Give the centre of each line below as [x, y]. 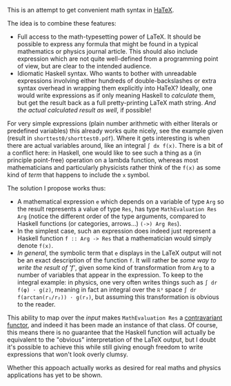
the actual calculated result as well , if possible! [84, 110]
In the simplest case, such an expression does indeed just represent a [116, 231]
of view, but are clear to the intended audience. [84, 66]
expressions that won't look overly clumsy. [68, 354]
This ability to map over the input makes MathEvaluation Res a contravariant [115, 318]
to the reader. [36, 304]
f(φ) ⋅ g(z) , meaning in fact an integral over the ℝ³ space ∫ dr [107, 290]
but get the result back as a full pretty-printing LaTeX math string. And [117, 103]
